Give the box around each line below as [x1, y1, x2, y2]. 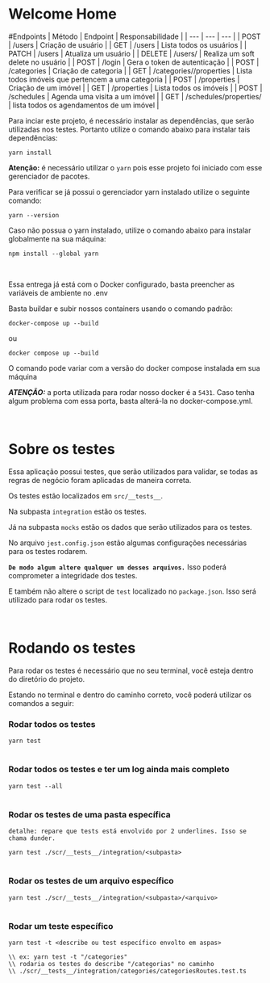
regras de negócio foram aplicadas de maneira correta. [8, 475, 192, 485]
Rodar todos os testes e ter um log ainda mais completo [8, 764, 230, 775]
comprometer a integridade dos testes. [8, 570, 138, 580]
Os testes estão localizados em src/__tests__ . [8, 490, 164, 501]
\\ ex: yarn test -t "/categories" [8, 953, 128, 961]
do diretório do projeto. [8, 674, 85, 683]
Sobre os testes [8, 440, 115, 459]
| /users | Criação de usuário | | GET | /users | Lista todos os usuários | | [8, 40, 247, 49]
